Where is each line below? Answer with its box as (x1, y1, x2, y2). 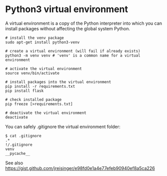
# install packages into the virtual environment (5, 79, 112, 84)
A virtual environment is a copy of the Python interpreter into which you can (5, 20, 162, 26)
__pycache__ (5, 151, 30, 156)
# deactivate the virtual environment (5, 110, 87, 115)
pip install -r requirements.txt (5, 84, 75, 89)
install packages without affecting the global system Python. (5, 25, 130, 31)
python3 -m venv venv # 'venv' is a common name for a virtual (5, 53, 141, 58)
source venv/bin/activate (5, 71, 59, 76)
